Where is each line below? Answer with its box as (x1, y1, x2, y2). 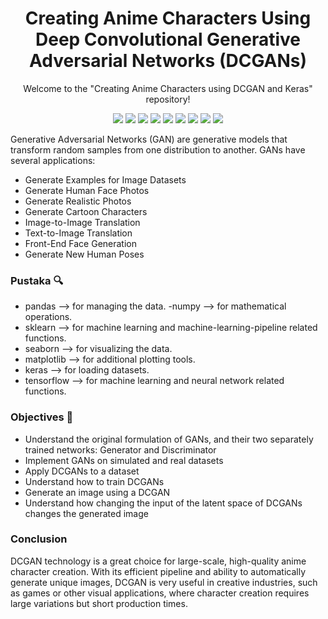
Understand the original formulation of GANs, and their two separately (24, 433, 314, 445)
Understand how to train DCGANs (24, 475, 165, 487)
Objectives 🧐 (10, 410, 74, 424)
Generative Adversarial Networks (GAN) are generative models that (10, 133, 288, 145)
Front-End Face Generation (24, 237, 137, 249)
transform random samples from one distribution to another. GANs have (10, 143, 306, 156)
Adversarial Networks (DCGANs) (28, 50, 308, 72)
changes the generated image (24, 507, 149, 519)
